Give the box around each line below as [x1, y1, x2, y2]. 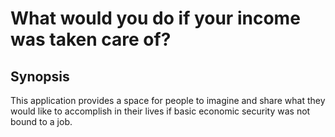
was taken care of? [10, 28, 172, 51]
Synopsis [10, 68, 70, 85]
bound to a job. [10, 116, 73, 127]
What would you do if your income [10, 7, 301, 30]
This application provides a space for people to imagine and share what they [10, 95, 326, 106]
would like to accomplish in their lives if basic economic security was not [10, 105, 311, 117]
